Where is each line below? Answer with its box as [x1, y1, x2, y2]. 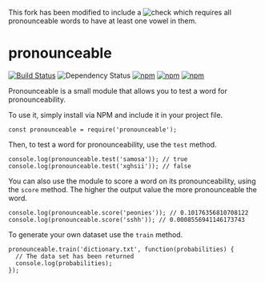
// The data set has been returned [15, 252, 135, 260]
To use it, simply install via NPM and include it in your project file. [8, 110, 223, 119]
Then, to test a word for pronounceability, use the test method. [8, 139, 218, 149]
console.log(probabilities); [15, 259, 113, 268]
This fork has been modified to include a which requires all [8, 8, 232, 17]
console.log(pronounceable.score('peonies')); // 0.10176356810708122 [8, 208, 249, 216]
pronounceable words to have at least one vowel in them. [8, 16, 198, 26]
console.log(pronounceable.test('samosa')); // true [8, 155, 188, 163]
